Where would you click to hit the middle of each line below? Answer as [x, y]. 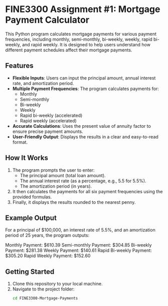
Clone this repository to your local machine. [57, 284]
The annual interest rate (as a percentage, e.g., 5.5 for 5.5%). [83, 181]
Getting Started [30, 272]
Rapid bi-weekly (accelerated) [51, 115]
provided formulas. [32, 197]
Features [19, 66]
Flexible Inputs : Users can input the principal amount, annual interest [84, 78]
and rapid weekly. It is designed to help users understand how [86, 44]
